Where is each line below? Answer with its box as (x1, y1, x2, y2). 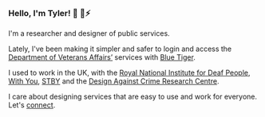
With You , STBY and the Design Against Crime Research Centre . (8, 76, 220, 86)
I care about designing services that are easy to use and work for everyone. (8, 92, 258, 102)
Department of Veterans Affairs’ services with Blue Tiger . (8, 53, 196, 62)
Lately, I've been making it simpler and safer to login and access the (8, 44, 232, 54)
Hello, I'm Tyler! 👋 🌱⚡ (8, 7, 91, 18)
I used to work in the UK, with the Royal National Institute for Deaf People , (8, 68, 251, 78)
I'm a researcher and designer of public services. (8, 29, 170, 38)
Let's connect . (8, 100, 56, 110)
